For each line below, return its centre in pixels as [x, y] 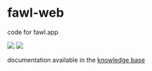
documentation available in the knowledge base [76, 60]
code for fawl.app [33, 32]
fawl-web [36, 13]
